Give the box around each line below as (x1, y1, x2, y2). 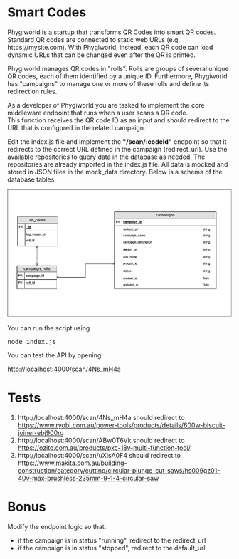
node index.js (7, 338, 57, 346)
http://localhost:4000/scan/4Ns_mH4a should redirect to (17, 413, 185, 422)
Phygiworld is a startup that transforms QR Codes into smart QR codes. (7, 28, 216, 36)
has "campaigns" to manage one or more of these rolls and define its (7, 79, 210, 88)
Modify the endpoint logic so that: (7, 522, 107, 531)
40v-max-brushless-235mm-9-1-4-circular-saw (17, 474, 159, 482)
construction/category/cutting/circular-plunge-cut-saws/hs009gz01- (17, 466, 221, 474)
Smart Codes (7, 4, 87, 21)
